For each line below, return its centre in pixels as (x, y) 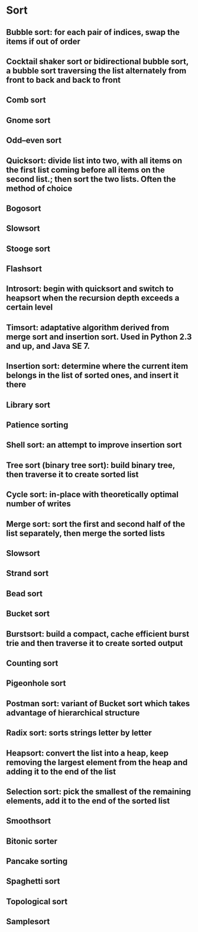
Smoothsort (29, 821)
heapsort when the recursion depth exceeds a (93, 298)
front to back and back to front (64, 80)
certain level (30, 308)
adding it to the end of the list (61, 771)
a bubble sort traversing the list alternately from (96, 71)
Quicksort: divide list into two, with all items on (94, 160)
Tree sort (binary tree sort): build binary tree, (91, 465)
